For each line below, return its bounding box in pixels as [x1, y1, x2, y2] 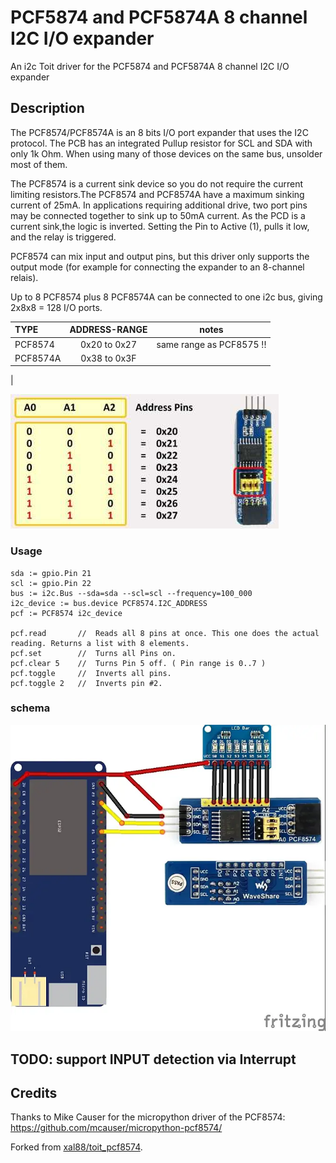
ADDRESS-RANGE [69, 324, 148, 336]
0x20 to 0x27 [79, 338, 138, 350]
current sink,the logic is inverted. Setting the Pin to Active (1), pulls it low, [10, 220, 310, 232]
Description [10, 100, 85, 117]
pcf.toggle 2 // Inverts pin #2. [10, 678, 163, 688]
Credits [10, 1084, 58, 1101]
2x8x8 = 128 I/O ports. [10, 301, 103, 313]
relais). [10, 271, 39, 283]
